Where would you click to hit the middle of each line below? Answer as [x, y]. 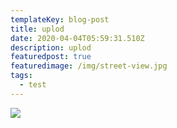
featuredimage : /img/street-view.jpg [89, 66]
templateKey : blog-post [60, 19]
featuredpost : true [51, 57]
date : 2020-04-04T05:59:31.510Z [77, 38]
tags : [21, 76]
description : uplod [51, 47]
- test [33, 85]
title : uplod [37, 29]
